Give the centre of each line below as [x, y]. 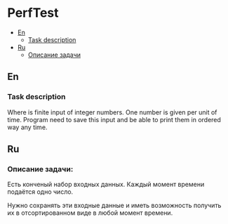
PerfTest [33, 13]
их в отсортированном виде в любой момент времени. [90, 213]
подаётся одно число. [40, 192]
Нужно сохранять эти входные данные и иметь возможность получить [114, 206]
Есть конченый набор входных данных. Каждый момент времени [106, 185]
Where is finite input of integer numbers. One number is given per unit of [112, 112]
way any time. [27, 127]
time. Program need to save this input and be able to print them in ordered [114, 119]
